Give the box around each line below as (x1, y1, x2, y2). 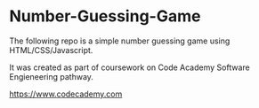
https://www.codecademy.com (9, 89, 123, 99)
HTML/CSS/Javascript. (9, 44, 93, 55)
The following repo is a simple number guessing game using (9, 35, 231, 46)
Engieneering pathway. (9, 71, 93, 81)
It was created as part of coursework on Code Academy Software (9, 62, 251, 73)
